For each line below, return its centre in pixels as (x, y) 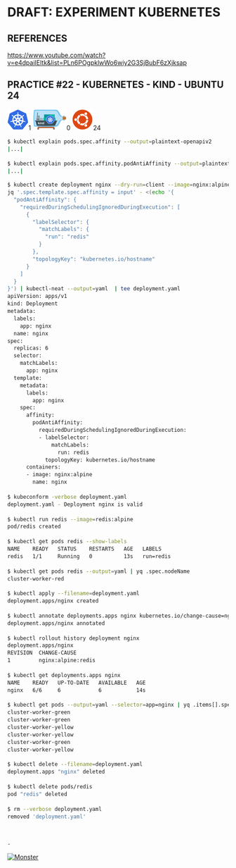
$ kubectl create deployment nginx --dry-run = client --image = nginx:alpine (119, 185)
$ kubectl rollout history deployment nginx (73, 638)
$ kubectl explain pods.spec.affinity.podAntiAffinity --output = (105, 164)
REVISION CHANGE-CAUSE (42, 653)
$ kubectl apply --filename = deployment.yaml (73, 594)
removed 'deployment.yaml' (47, 817)
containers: (43, 467)
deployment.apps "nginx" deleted (56, 772)
